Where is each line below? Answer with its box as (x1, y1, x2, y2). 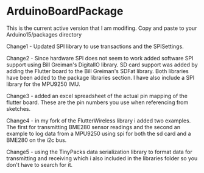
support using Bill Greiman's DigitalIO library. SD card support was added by (6, 61, 198, 68)
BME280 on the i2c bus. (6, 136, 67, 144)
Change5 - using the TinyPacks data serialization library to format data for (6, 148, 193, 155)
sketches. (6, 105, 31, 112)
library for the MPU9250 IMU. (6, 80, 80, 88)
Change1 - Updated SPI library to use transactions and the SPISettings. (6, 43, 184, 50)
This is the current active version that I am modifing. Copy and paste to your (6, 24, 197, 32)
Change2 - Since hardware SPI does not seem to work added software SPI (6, 54, 194, 62)
